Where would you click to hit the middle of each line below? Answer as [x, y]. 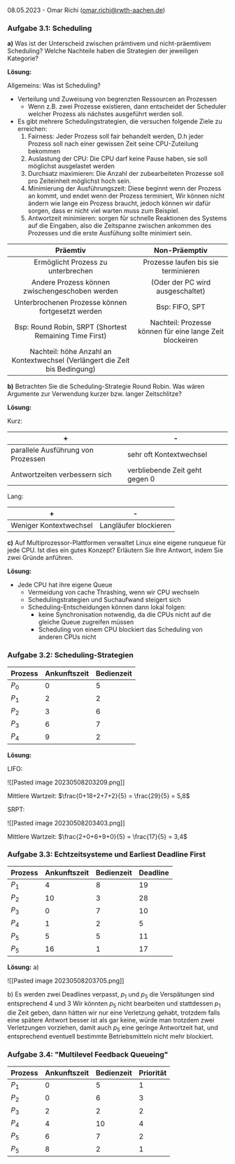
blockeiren [181, 341]
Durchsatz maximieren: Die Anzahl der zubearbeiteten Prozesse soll [126, 174]
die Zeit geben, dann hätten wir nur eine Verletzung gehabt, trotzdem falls [114, 1013]
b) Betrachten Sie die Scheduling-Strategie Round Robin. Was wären [106, 386]
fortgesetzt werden [71, 311]
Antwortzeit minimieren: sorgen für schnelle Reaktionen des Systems [127, 218]
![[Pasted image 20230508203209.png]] [66, 782]
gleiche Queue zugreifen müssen [86, 622]
